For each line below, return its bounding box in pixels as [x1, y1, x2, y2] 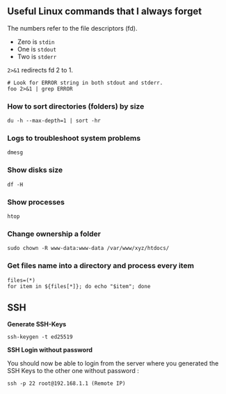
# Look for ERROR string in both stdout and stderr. [7, 79, 163, 86]
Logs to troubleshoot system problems [7, 134, 141, 143]
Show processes [7, 197, 65, 207]
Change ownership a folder [7, 229, 101, 239]
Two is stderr [17, 52, 57, 61]
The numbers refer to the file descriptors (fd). [7, 24, 138, 32]
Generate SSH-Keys [7, 320, 67, 329]
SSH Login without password [7, 346, 92, 354]
